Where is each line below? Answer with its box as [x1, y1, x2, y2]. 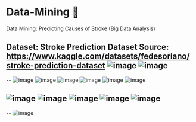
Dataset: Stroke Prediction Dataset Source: [6, 42, 169, 52]
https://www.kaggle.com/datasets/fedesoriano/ [6, 52, 190, 62]
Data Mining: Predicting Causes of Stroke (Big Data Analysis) [6, 25, 156, 32]
